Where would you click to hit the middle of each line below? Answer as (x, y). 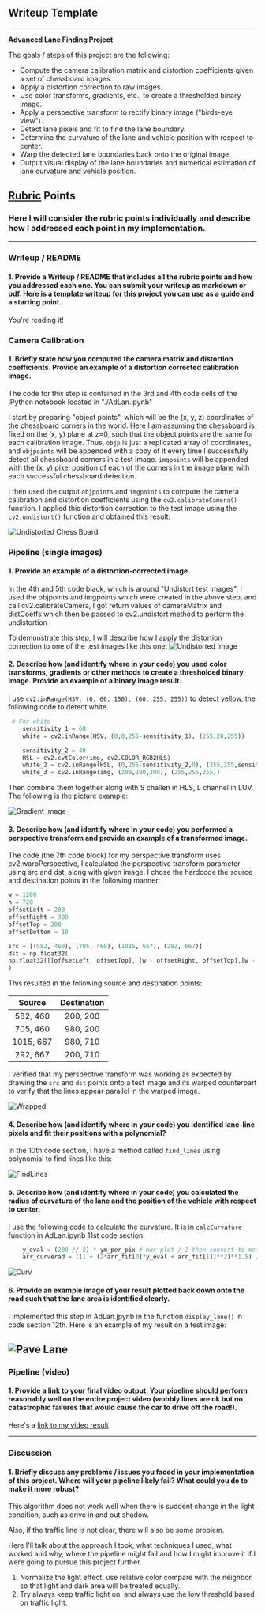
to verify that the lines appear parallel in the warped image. (104, 1091)
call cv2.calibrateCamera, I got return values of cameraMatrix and (115, 605)
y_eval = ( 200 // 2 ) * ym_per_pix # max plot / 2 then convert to (134, 1250)
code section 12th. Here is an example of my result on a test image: (117, 1325)
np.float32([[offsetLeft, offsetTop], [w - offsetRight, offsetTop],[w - (132, 961)
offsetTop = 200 (35, 925)
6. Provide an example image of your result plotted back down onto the (127, 1290)
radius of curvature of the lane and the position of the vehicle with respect (132, 1201)
